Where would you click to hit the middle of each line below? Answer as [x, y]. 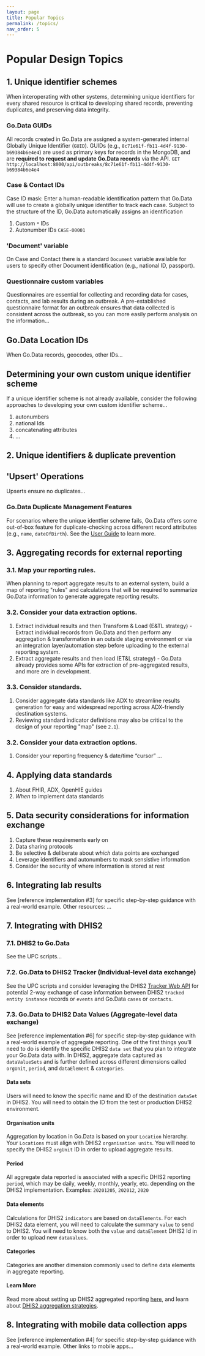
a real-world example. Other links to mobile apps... [70, 1346]
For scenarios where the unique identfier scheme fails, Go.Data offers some [102, 520]
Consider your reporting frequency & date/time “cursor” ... [88, 756]
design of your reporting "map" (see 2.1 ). [68, 726]
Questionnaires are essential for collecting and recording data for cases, [97, 295]
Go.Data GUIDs [29, 126]
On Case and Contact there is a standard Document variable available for [96, 259]
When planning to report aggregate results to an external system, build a [98, 583]
